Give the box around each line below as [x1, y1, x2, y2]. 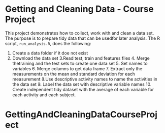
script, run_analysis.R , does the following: [5, 40, 91, 46]
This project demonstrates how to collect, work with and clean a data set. [5, 30, 154, 36]
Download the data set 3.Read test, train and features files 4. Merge [12, 55, 150, 61]
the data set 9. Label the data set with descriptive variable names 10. [12, 81, 152, 87]
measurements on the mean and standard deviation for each [12, 71, 135, 77]
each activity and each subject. [12, 92, 76, 98]
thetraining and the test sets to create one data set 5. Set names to [12, 60, 148, 66]
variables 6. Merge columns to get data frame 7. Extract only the [12, 65, 143, 72]
